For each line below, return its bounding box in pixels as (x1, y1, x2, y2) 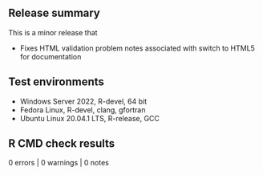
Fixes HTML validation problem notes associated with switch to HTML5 (19, 43, 255, 53)
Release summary (8, 6, 100, 20)
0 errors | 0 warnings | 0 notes (8, 158, 110, 168)
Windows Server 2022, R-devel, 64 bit (19, 96, 148, 106)
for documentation (19, 51, 82, 61)
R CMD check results (8, 136, 115, 151)
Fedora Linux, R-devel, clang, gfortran (19, 104, 146, 115)
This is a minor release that (8, 27, 98, 37)
